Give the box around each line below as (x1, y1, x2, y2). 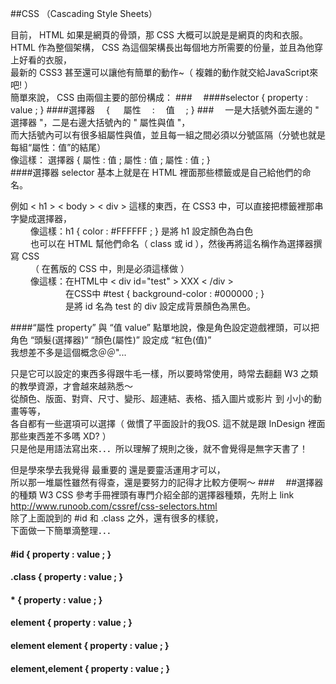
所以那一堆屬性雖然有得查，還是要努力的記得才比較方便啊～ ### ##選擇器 (10, 477, 324, 488)
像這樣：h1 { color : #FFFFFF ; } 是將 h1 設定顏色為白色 (29, 225, 254, 237)
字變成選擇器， (10, 213, 72, 224)
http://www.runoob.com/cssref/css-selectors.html (10, 500, 218, 512)
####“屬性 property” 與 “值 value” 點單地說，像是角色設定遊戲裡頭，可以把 (10, 322, 320, 333)
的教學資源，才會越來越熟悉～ (10, 380, 133, 392)
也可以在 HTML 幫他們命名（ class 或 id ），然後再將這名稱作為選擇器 (29, 238, 314, 249)
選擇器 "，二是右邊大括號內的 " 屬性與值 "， (10, 117, 191, 128)
